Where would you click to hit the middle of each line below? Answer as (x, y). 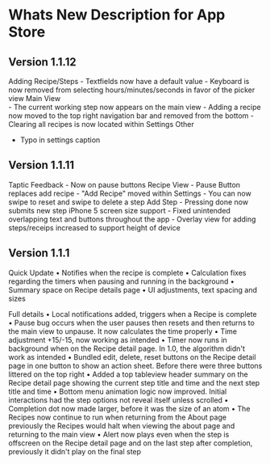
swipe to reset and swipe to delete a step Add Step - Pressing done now (128, 202)
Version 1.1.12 (42, 62)
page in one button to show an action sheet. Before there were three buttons (135, 365)
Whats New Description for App (117, 15)
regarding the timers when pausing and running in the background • (122, 281)
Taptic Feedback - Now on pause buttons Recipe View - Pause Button (124, 184)
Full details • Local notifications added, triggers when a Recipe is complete (133, 314)
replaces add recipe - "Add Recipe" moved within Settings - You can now (130, 193)
